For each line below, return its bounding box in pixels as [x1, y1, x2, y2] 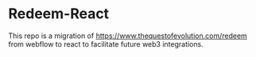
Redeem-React [8, 5, 110, 23]
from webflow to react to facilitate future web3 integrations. [8, 39, 204, 48]
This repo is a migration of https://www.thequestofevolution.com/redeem [8, 31, 248, 40]
